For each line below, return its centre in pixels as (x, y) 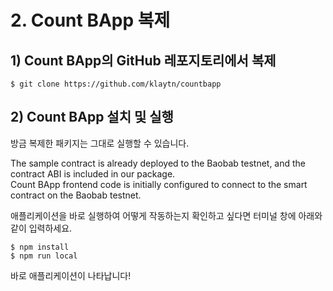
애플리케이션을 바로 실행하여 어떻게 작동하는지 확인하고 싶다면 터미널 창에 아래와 (166, 215)
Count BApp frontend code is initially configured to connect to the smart (159, 184)
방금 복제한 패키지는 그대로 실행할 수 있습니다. (100, 143)
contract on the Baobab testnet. (76, 195)
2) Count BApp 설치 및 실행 (92, 117)
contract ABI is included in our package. (93, 173)
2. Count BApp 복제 (90, 20)
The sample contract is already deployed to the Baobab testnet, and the (158, 163)
